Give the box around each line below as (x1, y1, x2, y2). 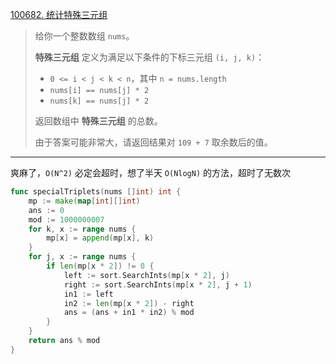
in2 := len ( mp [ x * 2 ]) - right (63, 298, 195, 308)
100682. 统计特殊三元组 (10, 9, 108, 20)
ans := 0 (28, 205, 65, 215)
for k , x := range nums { (28, 224, 137, 234)
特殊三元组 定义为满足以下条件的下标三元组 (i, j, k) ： (34, 51, 265, 63)
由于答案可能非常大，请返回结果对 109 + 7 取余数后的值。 (34, 136, 273, 148)
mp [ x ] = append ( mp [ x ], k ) (46, 233, 155, 243)
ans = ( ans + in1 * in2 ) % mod (63, 308, 195, 318)
